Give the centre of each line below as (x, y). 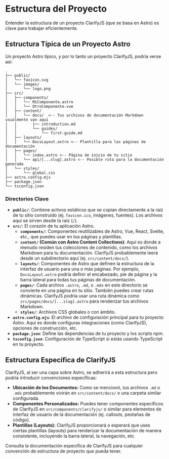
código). (21, 420)
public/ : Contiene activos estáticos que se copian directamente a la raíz (88, 210)
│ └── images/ (22, 84)
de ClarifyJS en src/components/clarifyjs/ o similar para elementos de (87, 409)
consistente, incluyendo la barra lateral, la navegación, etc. (74, 436)
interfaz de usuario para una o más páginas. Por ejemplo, (80, 269)
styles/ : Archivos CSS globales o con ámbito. (68, 312)
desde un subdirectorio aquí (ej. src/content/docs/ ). (75, 258)
